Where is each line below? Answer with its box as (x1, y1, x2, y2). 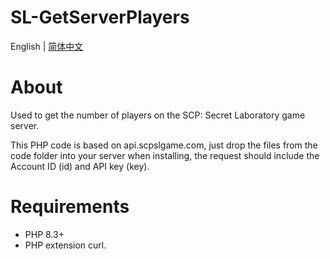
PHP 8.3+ (24, 228, 65, 240)
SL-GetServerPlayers (10, 6, 190, 29)
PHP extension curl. (24, 239, 107, 251)
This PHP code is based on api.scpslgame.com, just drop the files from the (10, 139, 318, 151)
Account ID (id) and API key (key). (10, 160, 150, 172)
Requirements (10, 196, 130, 218)
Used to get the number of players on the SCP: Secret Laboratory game (10, 109, 306, 121)
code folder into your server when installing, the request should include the (10, 149, 320, 161)
